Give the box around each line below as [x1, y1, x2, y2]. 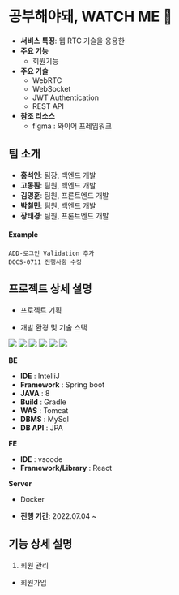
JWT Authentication [32, 93, 100, 102]
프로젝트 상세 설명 [8, 282, 92, 296]
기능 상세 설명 [8, 537, 73, 551]
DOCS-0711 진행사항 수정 [8, 257, 83, 266]
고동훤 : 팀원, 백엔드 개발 [19, 180, 96, 190]
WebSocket [32, 84, 71, 93]
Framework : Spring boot [19, 379, 105, 390]
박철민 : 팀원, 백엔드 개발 [19, 200, 96, 210]
